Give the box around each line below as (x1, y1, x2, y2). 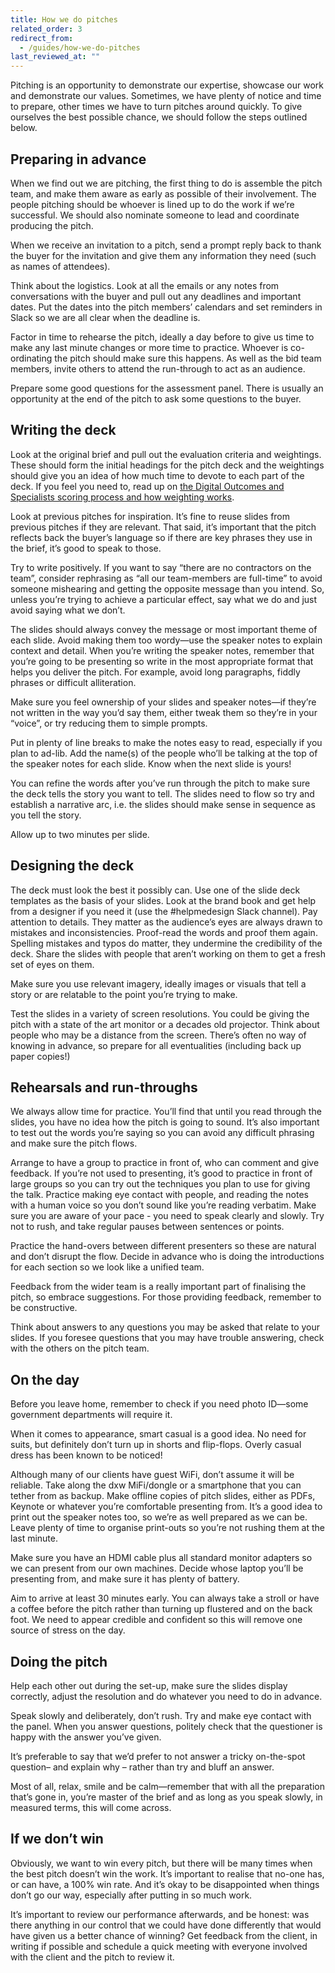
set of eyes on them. (10, 958, 95, 970)
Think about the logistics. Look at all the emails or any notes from (10, 279, 280, 291)
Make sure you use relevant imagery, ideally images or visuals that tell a (10, 977, 307, 990)
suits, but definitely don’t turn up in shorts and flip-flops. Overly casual (10, 1439, 302, 1451)
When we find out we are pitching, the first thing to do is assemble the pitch (10, 177, 323, 189)
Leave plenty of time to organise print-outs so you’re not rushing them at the (10, 1522, 325, 1534)
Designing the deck (10, 857, 135, 875)
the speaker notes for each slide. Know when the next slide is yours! (10, 757, 292, 770)
